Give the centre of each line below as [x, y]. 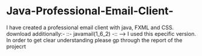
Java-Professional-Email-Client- [90, 11]
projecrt [16, 46]
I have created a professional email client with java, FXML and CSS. [90, 27]
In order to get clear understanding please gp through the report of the [94, 40]
